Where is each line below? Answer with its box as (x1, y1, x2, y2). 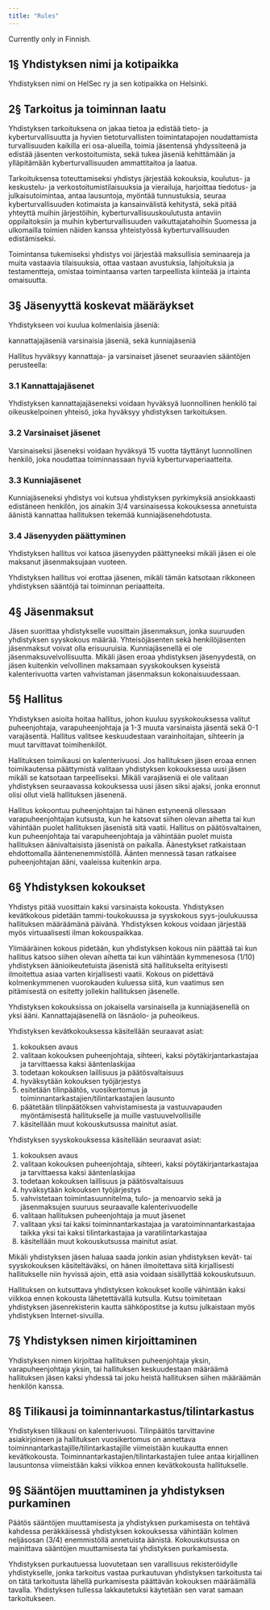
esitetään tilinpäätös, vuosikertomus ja (19, 1085, 147, 1094)
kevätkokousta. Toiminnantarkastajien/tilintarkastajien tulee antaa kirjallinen (8, 1452, 260, 1461)
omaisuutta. (8, 276, 48, 285)
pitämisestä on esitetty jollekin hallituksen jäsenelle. (8, 986, 180, 996)
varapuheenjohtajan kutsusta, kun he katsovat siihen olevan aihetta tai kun (8, 814, 255, 824)
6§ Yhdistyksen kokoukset (8, 880, 146, 894)
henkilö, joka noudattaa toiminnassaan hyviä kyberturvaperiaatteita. (8, 454, 234, 464)
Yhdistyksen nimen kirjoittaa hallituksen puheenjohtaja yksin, (8, 1355, 211, 1365)
